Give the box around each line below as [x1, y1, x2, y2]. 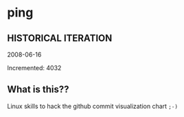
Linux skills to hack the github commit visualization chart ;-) [7, 102, 179, 110]
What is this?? [7, 84, 69, 96]
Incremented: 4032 [7, 64, 62, 72]
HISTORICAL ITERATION [7, 32, 113, 44]
